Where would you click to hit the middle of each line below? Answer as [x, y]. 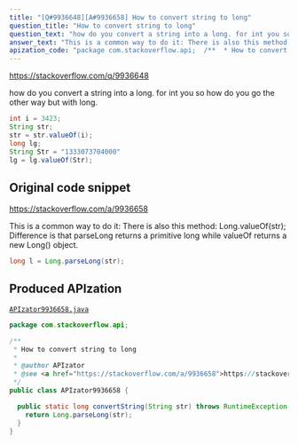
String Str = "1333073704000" [65, 152]
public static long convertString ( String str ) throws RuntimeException [153, 406]
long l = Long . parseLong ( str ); [67, 262]
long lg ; [25, 143]
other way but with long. [54, 102]
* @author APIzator [49, 366]
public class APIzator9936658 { [69, 391]
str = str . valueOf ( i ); [51, 135]
